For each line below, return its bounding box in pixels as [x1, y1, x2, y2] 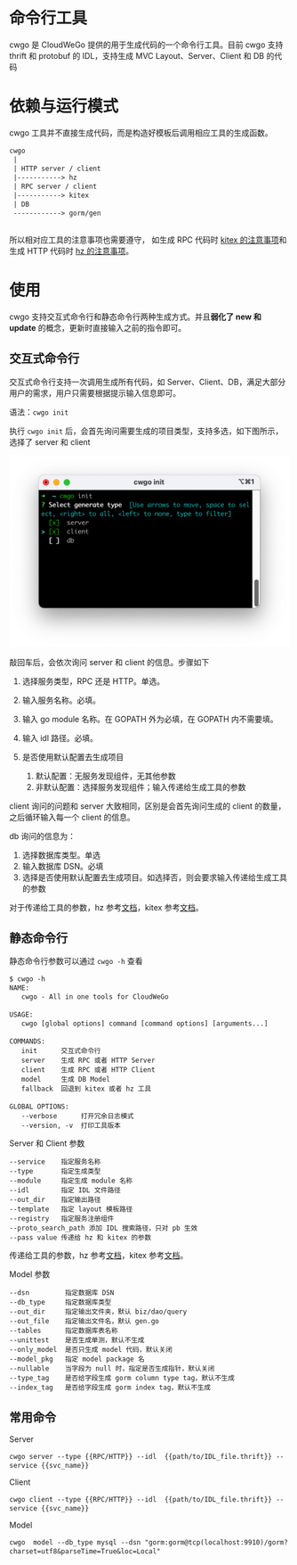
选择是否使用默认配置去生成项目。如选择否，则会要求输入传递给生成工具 [21, 871, 287, 883]
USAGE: [9, 1010, 34, 1019]
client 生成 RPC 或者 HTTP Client [20, 1066, 156, 1075]
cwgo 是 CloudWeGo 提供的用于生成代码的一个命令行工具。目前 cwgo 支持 [9, 39, 284, 50]
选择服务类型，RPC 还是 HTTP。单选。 [21, 675, 165, 687]
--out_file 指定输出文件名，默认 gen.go [9, 1317, 160, 1326]
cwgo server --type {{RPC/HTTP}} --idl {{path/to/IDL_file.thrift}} [9, 1453, 273, 1462]
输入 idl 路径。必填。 [21, 732, 99, 743]
